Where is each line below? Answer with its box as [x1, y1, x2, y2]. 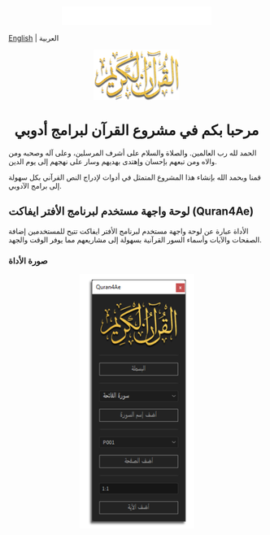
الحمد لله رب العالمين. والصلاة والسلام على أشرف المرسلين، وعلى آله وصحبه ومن [8, 148, 257, 158]
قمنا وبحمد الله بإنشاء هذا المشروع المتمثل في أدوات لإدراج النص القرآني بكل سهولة [8, 172, 262, 182]
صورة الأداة [8, 254, 48, 266]
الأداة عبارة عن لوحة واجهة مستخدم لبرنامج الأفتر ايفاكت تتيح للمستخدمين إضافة [8, 226, 249, 236]
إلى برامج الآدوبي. [8, 181, 63, 190]
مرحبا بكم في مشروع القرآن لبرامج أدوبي [14, 121, 259, 140]
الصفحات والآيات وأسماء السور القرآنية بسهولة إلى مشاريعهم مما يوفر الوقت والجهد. [8, 234, 262, 245]
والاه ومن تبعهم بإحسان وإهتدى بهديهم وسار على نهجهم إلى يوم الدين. [8, 156, 217, 166]
